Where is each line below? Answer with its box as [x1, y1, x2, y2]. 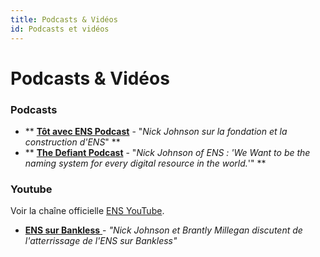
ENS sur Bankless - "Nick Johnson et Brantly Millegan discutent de [24, 224, 303, 236]
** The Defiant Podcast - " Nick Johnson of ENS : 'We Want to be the [24, 146, 311, 158]
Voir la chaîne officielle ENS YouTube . [10, 205, 165, 217]
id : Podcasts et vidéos [10, 24, 110, 34]
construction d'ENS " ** [24, 136, 121, 148]
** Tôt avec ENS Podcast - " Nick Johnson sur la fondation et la [24, 125, 288, 137]
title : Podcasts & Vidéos [10, 14, 118, 25]
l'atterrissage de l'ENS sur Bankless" [24, 235, 178, 247]
